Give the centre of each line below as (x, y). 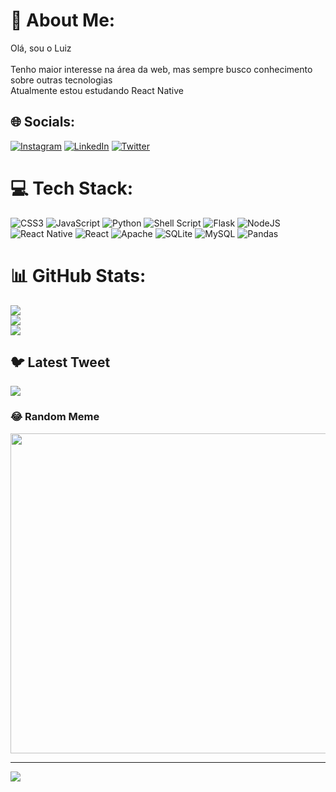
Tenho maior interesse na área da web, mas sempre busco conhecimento (161, 69)
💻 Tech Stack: (72, 188)
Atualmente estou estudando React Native (97, 90)
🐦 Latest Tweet (60, 362)
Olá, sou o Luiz (41, 48)
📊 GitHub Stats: (78, 275)
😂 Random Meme (55, 417)
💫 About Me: (63, 20)
